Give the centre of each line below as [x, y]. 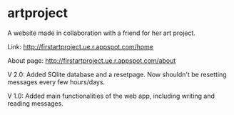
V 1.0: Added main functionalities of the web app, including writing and [111, 96]
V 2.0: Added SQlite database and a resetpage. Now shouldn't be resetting [117, 74]
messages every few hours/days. [56, 82]
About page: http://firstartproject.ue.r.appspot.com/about [92, 60]
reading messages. [36, 103]
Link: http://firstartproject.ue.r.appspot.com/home [81, 46]
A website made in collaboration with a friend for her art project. [102, 33]
